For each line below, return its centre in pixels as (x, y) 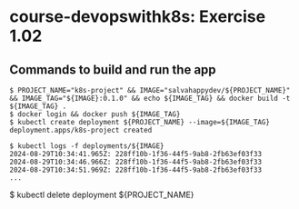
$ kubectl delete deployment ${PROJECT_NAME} (102, 194)
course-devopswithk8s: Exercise (138, 17)
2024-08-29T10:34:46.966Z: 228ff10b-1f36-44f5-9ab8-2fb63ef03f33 (135, 162)
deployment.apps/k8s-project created (81, 130)
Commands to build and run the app (113, 70)
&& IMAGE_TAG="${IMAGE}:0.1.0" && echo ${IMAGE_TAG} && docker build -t (150, 98)
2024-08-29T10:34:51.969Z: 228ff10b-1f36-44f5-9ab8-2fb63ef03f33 (135, 170)
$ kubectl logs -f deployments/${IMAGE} (87, 146)
